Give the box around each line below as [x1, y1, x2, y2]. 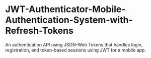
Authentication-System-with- [5, 14, 133, 26]
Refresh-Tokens [5, 25, 74, 36]
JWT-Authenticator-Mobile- [5, 4, 126, 15]
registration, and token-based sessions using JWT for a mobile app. [5, 47, 146, 53]
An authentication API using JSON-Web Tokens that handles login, [5, 41, 143, 47]
